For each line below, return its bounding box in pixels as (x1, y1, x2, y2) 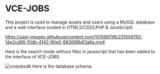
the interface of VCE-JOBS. (5, 53, 60, 59)
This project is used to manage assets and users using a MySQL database (5, 19, 155, 25)
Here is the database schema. (32, 63, 93, 69)
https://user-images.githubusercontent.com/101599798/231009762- (5, 34, 143, 40)
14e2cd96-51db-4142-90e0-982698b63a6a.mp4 (5, 39, 105, 45)
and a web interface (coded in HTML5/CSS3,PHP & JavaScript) (5, 24, 133, 30)
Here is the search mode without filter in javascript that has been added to (5, 49, 156, 54)
